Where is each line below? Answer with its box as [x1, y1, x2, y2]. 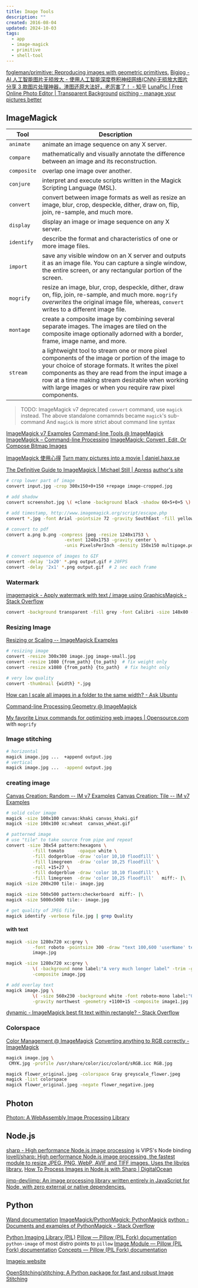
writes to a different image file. [42, 305, 127, 314]
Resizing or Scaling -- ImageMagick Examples [6, 637, 118, 644]
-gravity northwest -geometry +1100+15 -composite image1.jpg [32, 999, 189, 1004]
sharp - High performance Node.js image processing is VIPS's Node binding [6, 1147, 192, 1154]
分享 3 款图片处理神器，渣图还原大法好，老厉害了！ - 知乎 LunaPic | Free [6, 83, 183, 90]
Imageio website [6, 1257, 46, 1264]
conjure [9, 181, 31, 187]
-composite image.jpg [32, 971, 85, 977]
